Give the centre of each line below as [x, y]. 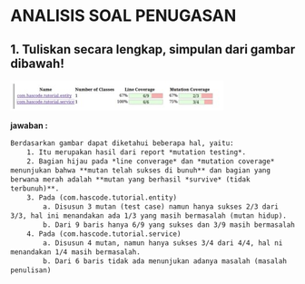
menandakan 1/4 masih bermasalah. [76, 252]
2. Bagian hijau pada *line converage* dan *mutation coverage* [151, 162]
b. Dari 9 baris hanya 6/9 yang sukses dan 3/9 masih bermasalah [169, 225]
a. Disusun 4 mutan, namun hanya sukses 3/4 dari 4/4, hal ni [163, 243]
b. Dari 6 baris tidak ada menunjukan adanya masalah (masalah [165, 261]
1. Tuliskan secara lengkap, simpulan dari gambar [153, 49]
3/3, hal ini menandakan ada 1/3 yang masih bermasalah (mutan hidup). [148, 216]
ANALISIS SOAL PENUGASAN [123, 16]
